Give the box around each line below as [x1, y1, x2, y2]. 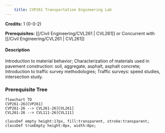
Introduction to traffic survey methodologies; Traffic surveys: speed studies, [5, 68, 161, 74]
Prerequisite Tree [5, 86, 48, 93]
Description [5, 47, 30, 53]
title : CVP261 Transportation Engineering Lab [14, 7, 112, 12]
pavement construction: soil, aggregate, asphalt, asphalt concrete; [5, 63, 141, 69]
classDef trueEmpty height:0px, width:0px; [5, 123, 97, 129]
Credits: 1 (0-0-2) [5, 21, 42, 27]
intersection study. [5, 74, 43, 80]
